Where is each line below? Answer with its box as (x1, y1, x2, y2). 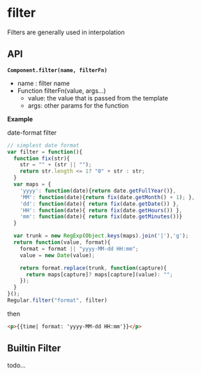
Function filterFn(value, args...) (17, 86, 106, 95)
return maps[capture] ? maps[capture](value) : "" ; (25, 271, 173, 278)
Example (7, 115, 33, 123)
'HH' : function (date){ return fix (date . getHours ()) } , (20, 207, 183, 214)
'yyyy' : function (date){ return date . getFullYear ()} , (20, 187, 177, 194)
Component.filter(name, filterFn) (7, 66, 108, 74)
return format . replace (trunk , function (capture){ (20, 264, 167, 272)
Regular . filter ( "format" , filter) (7, 297, 108, 304)
